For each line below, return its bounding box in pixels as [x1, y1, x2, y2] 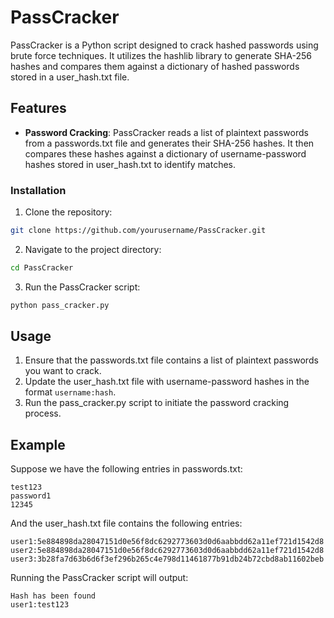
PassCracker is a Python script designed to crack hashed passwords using [10, 39, 319, 51]
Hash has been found [10, 591, 97, 601]
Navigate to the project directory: [24, 243, 162, 255]
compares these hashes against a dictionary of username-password [24, 147, 307, 160]
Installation [10, 183, 67, 197]
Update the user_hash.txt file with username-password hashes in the [24, 376, 310, 388]
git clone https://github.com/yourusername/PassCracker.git [10, 226, 267, 236]
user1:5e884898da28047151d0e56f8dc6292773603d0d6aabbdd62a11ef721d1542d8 [10, 537, 325, 547]
